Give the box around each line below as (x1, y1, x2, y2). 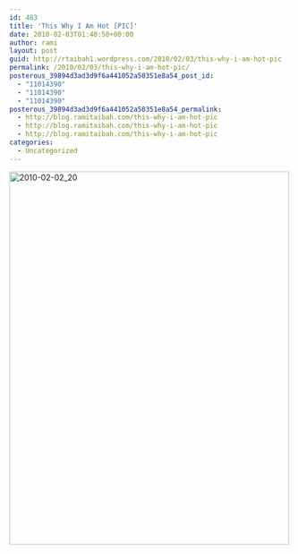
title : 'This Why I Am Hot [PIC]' (9, 21, 139, 30)
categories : (9, 138, 54, 147)
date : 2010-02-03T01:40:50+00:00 (9, 30, 134, 38)
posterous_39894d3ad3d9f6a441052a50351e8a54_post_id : (9, 72, 215, 81)
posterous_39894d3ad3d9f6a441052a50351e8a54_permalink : (9, 105, 222, 114)
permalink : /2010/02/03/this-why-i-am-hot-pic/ (9, 64, 191, 72)
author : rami (9, 38, 58, 47)
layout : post (9, 47, 58, 55)
